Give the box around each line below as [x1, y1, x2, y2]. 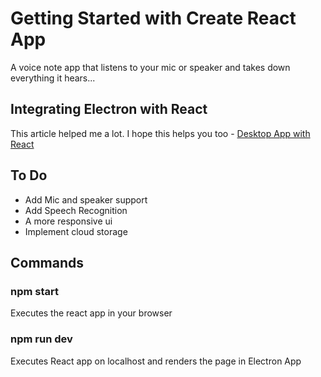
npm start [10, 284, 60, 298]
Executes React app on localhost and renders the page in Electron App [10, 355, 302, 367]
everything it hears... [10, 72, 96, 84]
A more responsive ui [24, 215, 113, 227]
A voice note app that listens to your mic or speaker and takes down [10, 61, 291, 73]
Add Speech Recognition [24, 204, 128, 216]
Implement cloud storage [24, 225, 128, 237]
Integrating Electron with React [10, 101, 208, 118]
